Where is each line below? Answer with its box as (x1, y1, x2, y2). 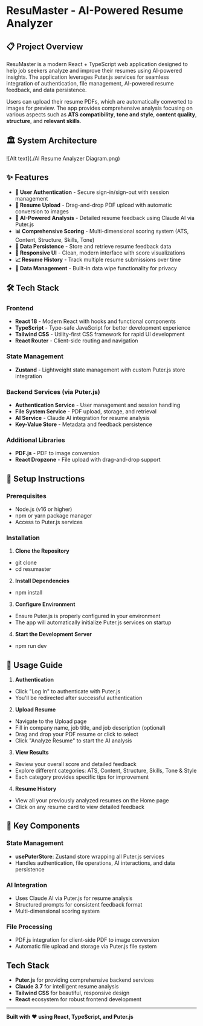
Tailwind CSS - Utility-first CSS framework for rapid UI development (14, 331, 185, 338)
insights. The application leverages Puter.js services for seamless (6, 73, 169, 81)
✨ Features (6, 172, 49, 182)
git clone (14, 559, 37, 567)
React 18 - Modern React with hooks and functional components (14, 318, 176, 325)
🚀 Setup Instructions (6, 473, 85, 484)
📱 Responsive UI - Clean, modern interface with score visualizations (14, 249, 185, 256)
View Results (14, 749, 50, 756)
